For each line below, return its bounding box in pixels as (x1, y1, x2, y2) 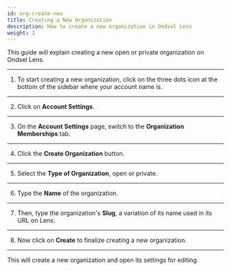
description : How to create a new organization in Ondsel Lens (7, 23, 192, 30)
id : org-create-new (7, 10, 63, 17)
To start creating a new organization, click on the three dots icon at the (16, 75, 218, 83)
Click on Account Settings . (16, 103, 95, 111)
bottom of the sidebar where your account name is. (16, 83, 163, 91)
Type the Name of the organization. (16, 189, 118, 197)
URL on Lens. (16, 217, 56, 225)
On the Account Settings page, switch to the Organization (16, 122, 184, 131)
